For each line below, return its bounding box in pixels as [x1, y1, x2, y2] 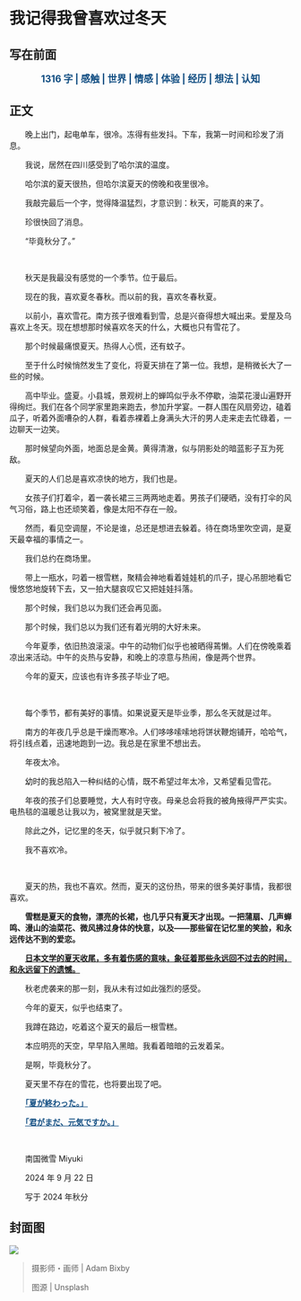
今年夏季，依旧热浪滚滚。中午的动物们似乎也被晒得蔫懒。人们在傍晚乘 [24, 640, 284, 651]
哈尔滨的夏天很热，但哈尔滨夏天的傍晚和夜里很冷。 [24, 178, 213, 189]
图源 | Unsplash [30, 1281, 90, 1292]
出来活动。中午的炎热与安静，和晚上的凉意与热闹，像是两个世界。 [16, 651, 261, 662]
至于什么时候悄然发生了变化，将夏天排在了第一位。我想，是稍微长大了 [24, 359, 284, 370]
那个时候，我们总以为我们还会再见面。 [24, 602, 167, 613]
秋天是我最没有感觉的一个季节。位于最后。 [24, 271, 182, 283]
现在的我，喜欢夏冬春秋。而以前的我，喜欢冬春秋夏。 [24, 291, 221, 302]
